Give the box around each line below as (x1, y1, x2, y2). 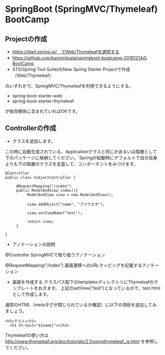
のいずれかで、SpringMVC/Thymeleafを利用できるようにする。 (5, 83, 133, 89)
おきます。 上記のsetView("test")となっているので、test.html (38, 285, 161, 291)
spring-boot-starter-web (12, 93, 63, 99)
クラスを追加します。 (12, 138, 56, 144)
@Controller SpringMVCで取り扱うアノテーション (5, 251, 105, 257)
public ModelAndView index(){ (16, 188, 78, 193)
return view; (27, 219, 54, 224)
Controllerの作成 (5, 124, 57, 133)
